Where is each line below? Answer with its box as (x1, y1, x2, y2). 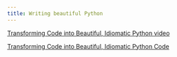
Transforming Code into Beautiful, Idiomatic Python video (7, 29, 170, 37)
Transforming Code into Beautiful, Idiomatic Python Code (7, 42, 170, 50)
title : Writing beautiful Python (7, 10, 103, 17)
